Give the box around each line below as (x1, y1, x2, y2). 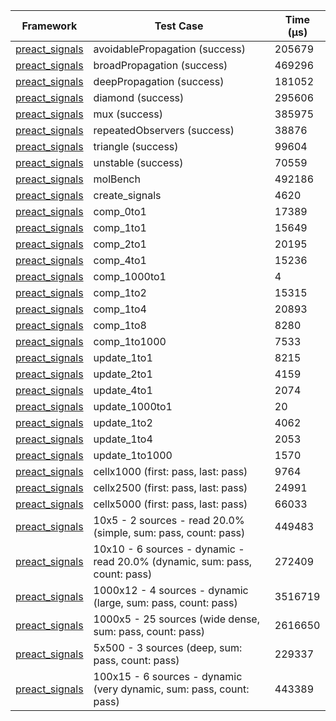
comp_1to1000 (93, 335, 167, 348)
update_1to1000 (93, 449, 173, 462)
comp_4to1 (93, 254, 147, 267)
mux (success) (93, 107, 164, 121)
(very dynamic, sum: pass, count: (93, 682, 250, 696)
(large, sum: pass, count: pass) (93, 596, 238, 609)
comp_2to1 (93, 237, 147, 251)
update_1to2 (93, 416, 153, 429)
